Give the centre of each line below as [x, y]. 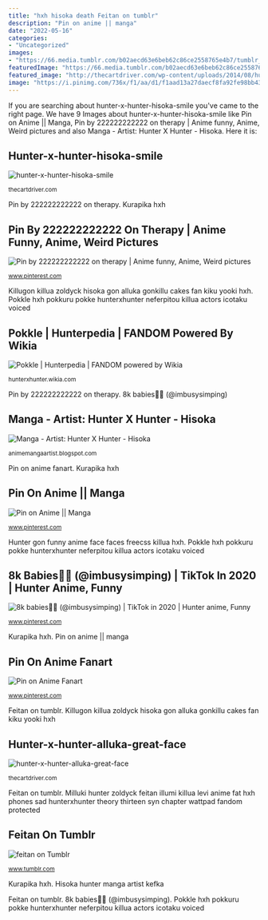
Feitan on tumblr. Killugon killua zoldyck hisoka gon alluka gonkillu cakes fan [134, 711]
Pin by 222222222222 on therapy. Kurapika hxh [87, 205]
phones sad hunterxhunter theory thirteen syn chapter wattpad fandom [126, 801]
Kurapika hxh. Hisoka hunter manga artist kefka [86, 883]
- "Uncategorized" [39, 46]
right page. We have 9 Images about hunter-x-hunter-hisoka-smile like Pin [130, 114]
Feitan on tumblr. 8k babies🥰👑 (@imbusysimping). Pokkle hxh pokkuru [124, 899]
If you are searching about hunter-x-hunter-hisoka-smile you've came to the [134, 106]
